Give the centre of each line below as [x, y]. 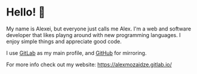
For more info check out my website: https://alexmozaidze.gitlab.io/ [89, 64]
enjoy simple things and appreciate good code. [64, 41]
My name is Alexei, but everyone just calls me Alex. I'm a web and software [99, 29]
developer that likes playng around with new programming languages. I [93, 35]
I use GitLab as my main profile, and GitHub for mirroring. [76, 53]
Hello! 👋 [26, 12]
